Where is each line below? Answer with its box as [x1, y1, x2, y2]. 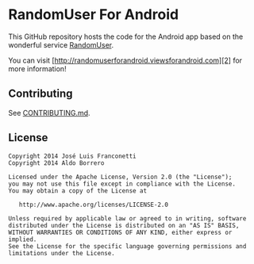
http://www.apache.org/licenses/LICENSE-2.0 [18, 201, 169, 209]
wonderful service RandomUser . [8, 40, 114, 49]
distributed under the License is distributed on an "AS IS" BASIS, [8, 221, 240, 229]
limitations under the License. [8, 249, 115, 257]
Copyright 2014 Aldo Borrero [8, 159, 105, 167]
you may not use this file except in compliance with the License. [8, 180, 237, 188]
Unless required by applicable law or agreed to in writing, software [8, 214, 247, 223]
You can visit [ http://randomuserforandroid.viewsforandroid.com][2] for [8, 55, 243, 65]
